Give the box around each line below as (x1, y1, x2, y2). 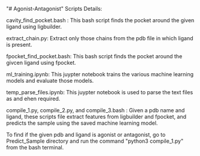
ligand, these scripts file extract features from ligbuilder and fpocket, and (6, 113, 187, 120)
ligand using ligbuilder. (6, 23, 62, 30)
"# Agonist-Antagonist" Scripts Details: (6, 5, 102, 12)
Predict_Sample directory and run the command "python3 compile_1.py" (6, 137, 184, 145)
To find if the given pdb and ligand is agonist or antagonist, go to (6, 131, 166, 138)
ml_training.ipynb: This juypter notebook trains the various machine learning (6, 71, 194, 77)
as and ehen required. (6, 95, 60, 102)
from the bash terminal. (6, 144, 64, 151)
